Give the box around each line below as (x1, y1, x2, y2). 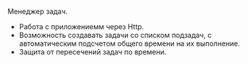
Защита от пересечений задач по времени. (18, 47, 167, 56)
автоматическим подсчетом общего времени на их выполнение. (18, 39, 240, 48)
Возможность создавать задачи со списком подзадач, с (18, 31, 212, 40)
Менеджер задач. (7, 7, 68, 16)
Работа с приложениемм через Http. (18, 22, 145, 31)
